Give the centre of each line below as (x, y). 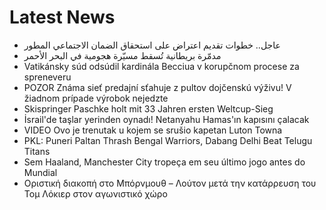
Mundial (40, 172)
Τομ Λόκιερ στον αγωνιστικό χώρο (95, 193)
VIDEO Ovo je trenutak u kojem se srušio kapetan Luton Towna (153, 130)
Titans (37, 151)
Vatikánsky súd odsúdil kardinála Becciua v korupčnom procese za (161, 66)
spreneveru (47, 77)
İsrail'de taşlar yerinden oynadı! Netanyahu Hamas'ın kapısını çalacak (166, 119)
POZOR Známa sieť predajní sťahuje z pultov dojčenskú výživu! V (157, 87)
